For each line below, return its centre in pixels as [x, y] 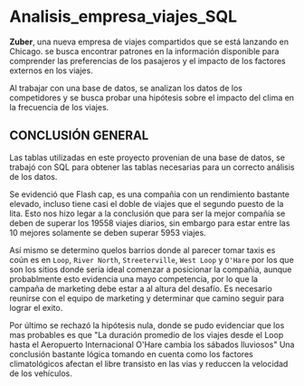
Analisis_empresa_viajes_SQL [123, 17]
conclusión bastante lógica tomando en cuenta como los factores [131, 353]
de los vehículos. [41, 373]
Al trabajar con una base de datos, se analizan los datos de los [126, 88]
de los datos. [33, 176]
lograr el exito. [36, 307]
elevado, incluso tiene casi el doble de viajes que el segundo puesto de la [147, 203]
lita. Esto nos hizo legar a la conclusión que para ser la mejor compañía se [147, 213]
